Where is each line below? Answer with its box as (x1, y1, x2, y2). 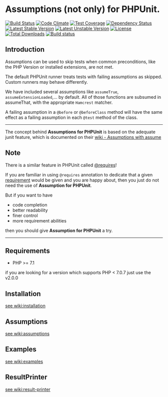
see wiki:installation (5, 303, 46, 309)
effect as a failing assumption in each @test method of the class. (5, 114, 138, 120)
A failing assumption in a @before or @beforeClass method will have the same (5, 109, 162, 115)
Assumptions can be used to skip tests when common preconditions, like (5, 59, 156, 65)
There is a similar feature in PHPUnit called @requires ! (5, 162, 117, 168)
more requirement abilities (12, 218, 66, 224)
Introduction (5, 45, 45, 54)
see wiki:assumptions (5, 331, 50, 336)
